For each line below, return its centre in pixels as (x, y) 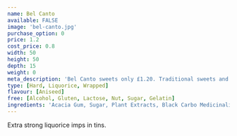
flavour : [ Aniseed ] (36, 92)
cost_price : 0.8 (31, 46)
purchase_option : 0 (36, 33)
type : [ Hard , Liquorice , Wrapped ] (58, 86)
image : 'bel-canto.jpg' (42, 27)
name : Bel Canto (31, 14)
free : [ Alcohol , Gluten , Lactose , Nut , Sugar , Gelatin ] (91, 99)
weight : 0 (22, 72)
